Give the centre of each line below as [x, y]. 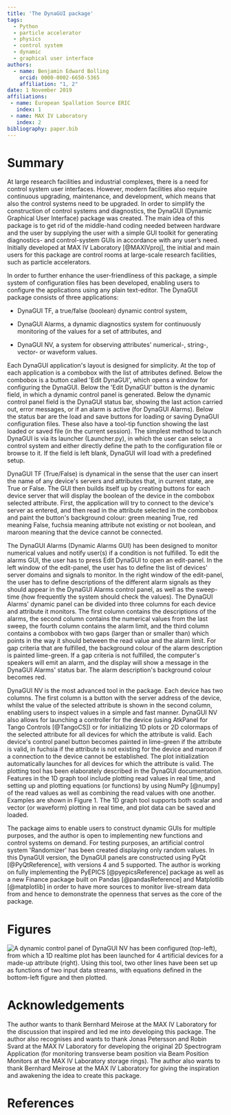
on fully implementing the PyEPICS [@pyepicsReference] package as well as [115, 872]
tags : [15, 20]
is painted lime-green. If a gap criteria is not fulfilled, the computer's [104, 655]
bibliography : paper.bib [43, 129]
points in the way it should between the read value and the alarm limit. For [112, 641]
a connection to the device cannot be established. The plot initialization [108, 756]
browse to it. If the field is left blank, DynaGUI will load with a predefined [109, 453]
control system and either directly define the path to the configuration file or [115, 446]
